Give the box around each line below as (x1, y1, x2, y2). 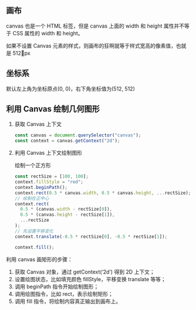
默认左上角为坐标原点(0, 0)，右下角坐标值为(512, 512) (6, 85, 135, 92)
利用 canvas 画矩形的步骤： (6, 255, 73, 263)
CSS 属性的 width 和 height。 (12, 29, 83, 36)
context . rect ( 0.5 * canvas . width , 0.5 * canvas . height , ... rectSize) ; (14, 190, 191, 196)
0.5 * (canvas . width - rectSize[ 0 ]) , (20, 206, 113, 212)
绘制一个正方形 (14, 162, 51, 169)
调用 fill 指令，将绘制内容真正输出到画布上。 (14, 298, 121, 305)
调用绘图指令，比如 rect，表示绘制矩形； (14, 290, 113, 297)
